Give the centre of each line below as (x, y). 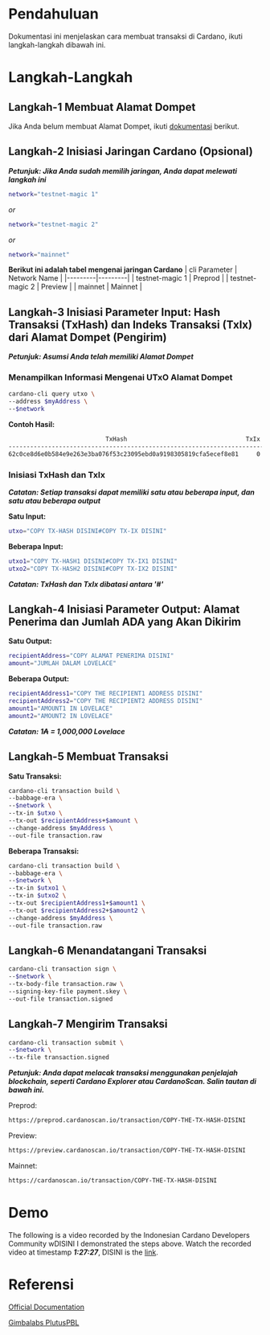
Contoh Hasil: (31, 425)
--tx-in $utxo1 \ (37, 888)
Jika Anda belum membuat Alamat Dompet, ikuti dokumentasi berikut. (124, 126)
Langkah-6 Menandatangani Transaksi (108, 950)
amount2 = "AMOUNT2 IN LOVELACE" (61, 716)
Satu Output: (30, 641)
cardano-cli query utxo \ (51, 394)
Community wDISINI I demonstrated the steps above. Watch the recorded (130, 1243)
